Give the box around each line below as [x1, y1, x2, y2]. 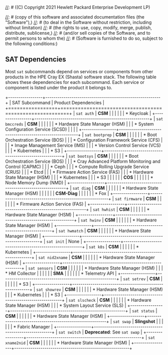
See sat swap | [112, 329, 142, 335]
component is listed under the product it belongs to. [5, 84, 113, 90]
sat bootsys [68, 154, 94, 159]
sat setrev [122, 276, 146, 282]
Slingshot [134, 318, 155, 324]
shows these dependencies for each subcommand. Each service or [5, 79, 144, 85]
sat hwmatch [58, 228, 84, 233]
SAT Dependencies [5, 55, 66, 64]
